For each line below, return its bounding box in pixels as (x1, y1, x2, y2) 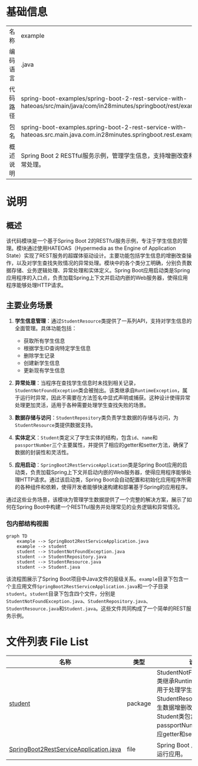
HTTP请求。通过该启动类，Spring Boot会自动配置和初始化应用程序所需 (19, 476, 192, 483)
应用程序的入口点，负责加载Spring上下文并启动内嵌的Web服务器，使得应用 (6, 274, 189, 281)
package (127, 699, 151, 708)
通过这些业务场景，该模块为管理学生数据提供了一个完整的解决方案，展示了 (6, 496, 187, 503)
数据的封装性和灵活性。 (14, 448, 72, 455)
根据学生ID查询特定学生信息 (23, 344, 91, 351)
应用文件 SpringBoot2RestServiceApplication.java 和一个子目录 (16, 583, 169, 590)
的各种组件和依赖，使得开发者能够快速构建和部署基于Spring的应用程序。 (14, 483, 192, 490)
